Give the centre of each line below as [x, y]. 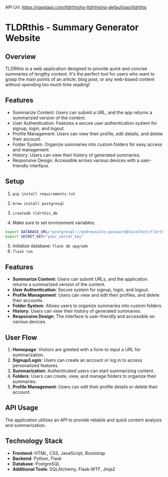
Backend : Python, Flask [37, 458]
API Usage [22, 408]
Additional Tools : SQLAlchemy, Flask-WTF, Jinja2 [64, 469]
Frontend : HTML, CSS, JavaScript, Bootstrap [59, 453]
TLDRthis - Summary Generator [72, 28]
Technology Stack [34, 441]
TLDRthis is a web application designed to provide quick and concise [76, 69]
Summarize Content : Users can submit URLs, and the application [80, 279]
